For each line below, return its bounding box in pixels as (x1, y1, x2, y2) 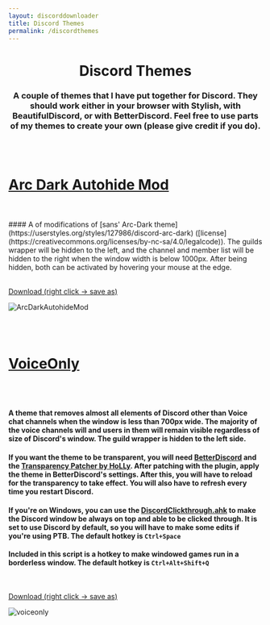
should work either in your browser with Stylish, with (29, 100, 242, 111)
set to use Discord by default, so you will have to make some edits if (8, 522, 240, 532)
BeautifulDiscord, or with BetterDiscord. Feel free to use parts (11, 110, 260, 122)
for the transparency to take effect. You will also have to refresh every (8, 477, 247, 488)
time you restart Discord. (8, 486, 94, 496)
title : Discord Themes (8, 19, 85, 27)
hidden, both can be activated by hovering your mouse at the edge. (8, 262, 232, 272)
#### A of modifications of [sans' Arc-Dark (8, 219, 153, 229)
